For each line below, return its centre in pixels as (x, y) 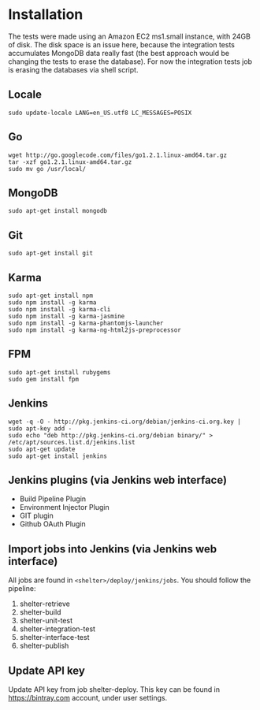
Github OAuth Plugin (53, 524)
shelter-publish (44, 646)
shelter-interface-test (54, 638)
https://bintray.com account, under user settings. (88, 698)
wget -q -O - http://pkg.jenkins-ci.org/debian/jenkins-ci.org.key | (125, 422)
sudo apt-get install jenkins (58, 456)
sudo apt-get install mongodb (58, 211)
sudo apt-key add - (40, 428)
